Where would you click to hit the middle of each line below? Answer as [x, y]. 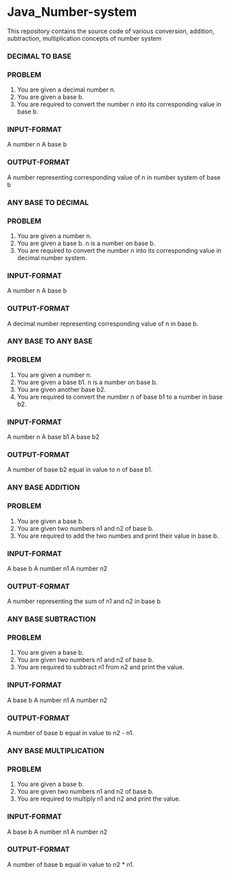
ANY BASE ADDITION [44, 487]
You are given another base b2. [61, 389]
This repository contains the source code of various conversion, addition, [111, 31]
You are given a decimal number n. [66, 89]
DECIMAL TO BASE [39, 56]
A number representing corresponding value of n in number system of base [114, 177]
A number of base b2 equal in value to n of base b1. [80, 470]
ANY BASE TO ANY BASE [50, 341]
